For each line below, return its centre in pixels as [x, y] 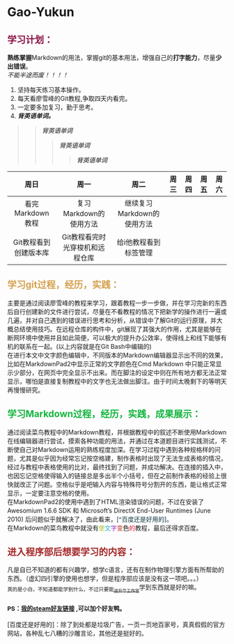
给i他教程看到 [139, 242]
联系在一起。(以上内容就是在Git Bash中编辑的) [85, 346]
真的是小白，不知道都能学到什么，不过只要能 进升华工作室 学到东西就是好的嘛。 [104, 588]
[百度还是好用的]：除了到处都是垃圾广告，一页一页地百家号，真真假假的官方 [116, 625]
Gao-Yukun [41, 12]
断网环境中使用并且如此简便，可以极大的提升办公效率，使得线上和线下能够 [114, 338]
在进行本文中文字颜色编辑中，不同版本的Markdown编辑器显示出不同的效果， [117, 355]
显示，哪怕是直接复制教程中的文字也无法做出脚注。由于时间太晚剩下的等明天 [117, 381]
